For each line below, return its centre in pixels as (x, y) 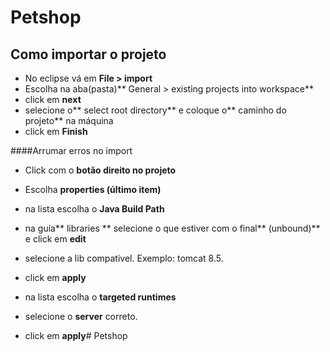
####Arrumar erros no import (71, 150)
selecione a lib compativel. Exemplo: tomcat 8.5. (124, 258)
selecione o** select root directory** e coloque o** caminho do (155, 110)
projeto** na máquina (69, 120)
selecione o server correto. (81, 316)
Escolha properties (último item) (93, 189)
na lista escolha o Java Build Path (94, 209)
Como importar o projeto (88, 54)
